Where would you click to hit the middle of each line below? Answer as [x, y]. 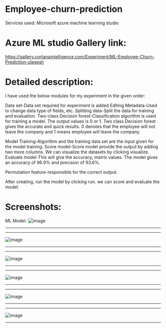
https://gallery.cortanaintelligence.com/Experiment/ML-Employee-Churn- [80, 57]
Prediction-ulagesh [25, 62]
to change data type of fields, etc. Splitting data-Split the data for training [80, 111]
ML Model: [16, 221]
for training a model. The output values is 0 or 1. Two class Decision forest [81, 121]
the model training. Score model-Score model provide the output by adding [82, 146]
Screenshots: [33, 207]
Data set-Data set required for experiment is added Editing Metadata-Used [81, 105]
